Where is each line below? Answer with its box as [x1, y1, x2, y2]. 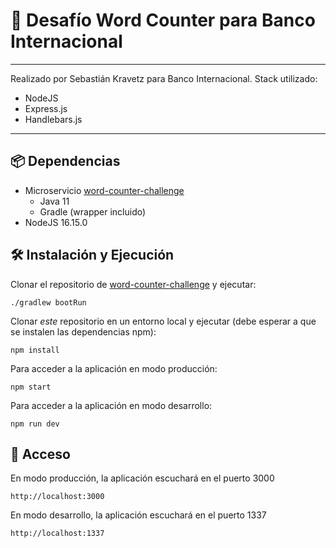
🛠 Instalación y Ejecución [10, 247, 175, 264]
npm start [10, 382, 52, 392]
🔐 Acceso [10, 445, 71, 463]
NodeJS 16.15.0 [24, 216, 88, 228]
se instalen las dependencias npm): [10, 325, 157, 338]
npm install [10, 345, 60, 355]
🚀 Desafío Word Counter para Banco [10, 9, 316, 32]
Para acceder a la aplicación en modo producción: [10, 362, 218, 374]
